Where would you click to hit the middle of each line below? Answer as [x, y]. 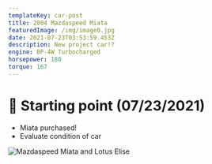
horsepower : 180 [35, 60]
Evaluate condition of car [60, 136]
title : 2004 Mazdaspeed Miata [58, 23]
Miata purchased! [48, 128]
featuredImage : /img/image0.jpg [61, 30]
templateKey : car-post [45, 15]
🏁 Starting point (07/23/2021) [107, 105]
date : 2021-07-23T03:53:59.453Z [61, 37]
